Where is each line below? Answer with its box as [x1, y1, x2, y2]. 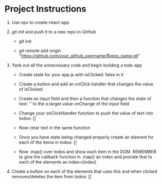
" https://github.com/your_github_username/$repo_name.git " [18, 52, 141, 59]
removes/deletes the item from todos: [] [11, 173, 92, 179]
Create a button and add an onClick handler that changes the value [18, 81, 154, 87]
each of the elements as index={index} [18, 159, 97, 165]
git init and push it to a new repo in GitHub [11, 29, 96, 34]
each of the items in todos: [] [18, 139, 77, 145]
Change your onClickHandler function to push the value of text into [18, 110, 154, 116]
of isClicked [18, 86, 43, 92]
